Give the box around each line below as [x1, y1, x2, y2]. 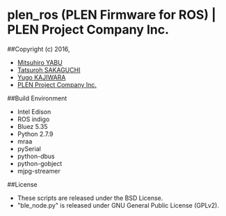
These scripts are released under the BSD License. [17, 194, 163, 202]
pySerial [17, 144, 42, 153]
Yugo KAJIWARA [17, 73, 66, 82]
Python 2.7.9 [17, 130, 54, 138]
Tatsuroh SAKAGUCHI [17, 65, 81, 74]
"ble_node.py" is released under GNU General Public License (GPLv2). [17, 201, 219, 209]
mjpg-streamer [17, 167, 60, 175]
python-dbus [17, 152, 55, 160]
